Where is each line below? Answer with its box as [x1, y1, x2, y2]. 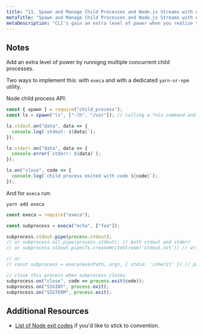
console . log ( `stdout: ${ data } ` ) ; [11, 128, 96, 135]
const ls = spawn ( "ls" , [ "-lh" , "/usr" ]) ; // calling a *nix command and [6, 112, 196, 119]
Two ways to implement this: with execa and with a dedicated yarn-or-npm [6, 77, 189, 84]
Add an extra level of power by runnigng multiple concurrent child [6, 59, 170, 66]
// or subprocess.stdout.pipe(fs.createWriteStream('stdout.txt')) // [6, 245, 188, 251]
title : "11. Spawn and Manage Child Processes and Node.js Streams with [6, 8, 193, 15]
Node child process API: [6, 95, 66, 102]
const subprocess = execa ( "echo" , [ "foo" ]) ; [6, 223, 120, 229]
